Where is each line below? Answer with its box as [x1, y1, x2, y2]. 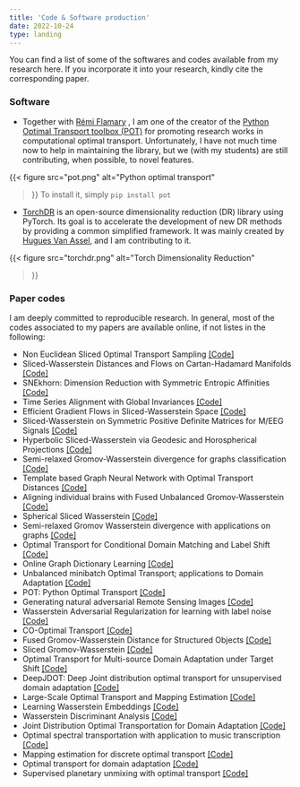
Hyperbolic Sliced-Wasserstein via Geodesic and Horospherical [21, 434, 257, 445]
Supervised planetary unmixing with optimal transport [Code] [21, 767, 249, 778]
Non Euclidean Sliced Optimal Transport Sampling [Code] [21, 349, 235, 359]
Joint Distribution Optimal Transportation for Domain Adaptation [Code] [21, 720, 287, 731]
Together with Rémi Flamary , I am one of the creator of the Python [21, 116, 270, 126]
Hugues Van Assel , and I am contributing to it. [21, 235, 192, 246]
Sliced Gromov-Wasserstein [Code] [21, 644, 153, 654]
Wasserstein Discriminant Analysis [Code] [21, 710, 177, 722]
